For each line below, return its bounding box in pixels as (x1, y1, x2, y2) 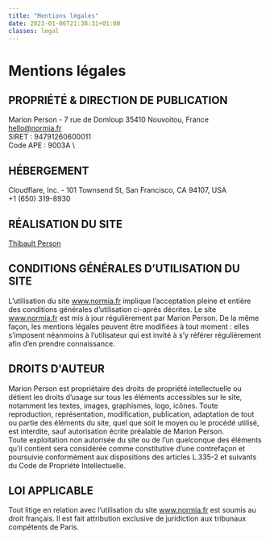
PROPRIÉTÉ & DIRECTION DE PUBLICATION (8, 93, 228, 107)
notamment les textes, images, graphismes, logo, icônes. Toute (8, 401, 219, 410)
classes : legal (8, 27, 60, 35)
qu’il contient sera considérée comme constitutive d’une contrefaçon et (8, 443, 246, 453)
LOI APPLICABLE (8, 484, 94, 498)
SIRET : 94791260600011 (8, 132, 91, 142)
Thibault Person (8, 239, 62, 248)
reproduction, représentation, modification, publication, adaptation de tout (8, 409, 255, 419)
